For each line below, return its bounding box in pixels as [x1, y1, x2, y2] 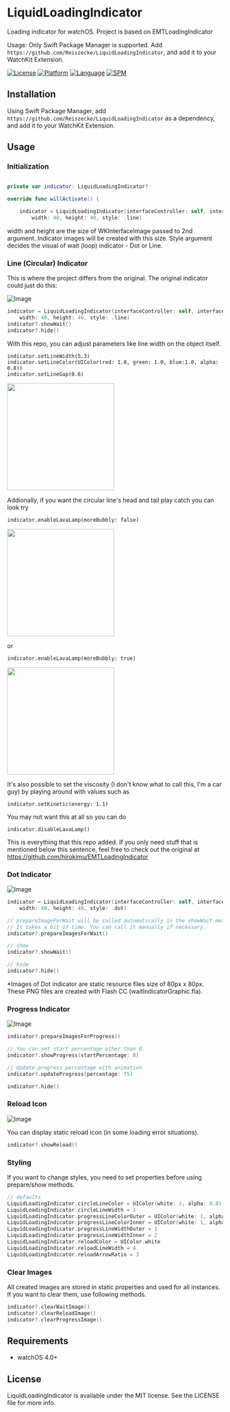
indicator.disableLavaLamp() [7, 826, 90, 833]
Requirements [7, 1335, 68, 1347]
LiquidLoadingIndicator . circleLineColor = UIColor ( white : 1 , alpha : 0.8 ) [7, 1200, 222, 1207]
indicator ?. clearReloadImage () [7, 1310, 97, 1317]
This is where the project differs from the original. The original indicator [7, 274, 209, 283]
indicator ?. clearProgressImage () [7, 1316, 103, 1323]
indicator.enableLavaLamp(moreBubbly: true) [7, 655, 136, 662]
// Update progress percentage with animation [7, 1064, 142, 1071]
